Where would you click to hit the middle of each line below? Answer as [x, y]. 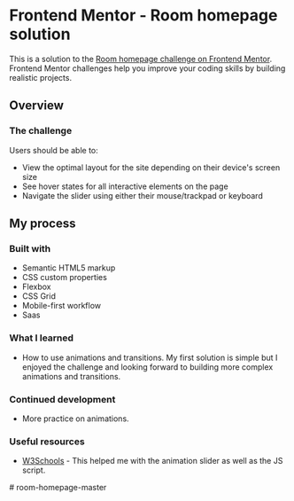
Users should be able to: [54, 150]
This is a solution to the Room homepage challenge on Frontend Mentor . [141, 59]
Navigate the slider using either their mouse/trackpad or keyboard [142, 195]
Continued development [62, 399]
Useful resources [47, 442]
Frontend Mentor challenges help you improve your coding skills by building [147, 68]
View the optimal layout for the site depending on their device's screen [151, 167]
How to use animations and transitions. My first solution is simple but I [150, 357]
